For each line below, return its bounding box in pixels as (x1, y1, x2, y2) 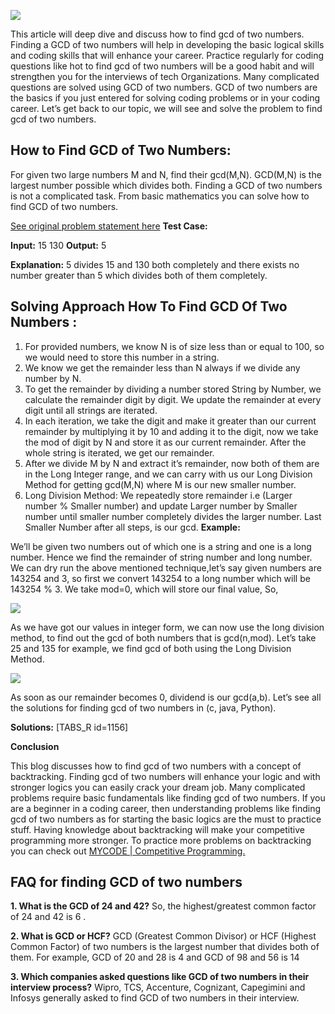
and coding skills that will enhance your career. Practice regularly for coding (10, 50, 325, 61)
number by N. (24, 372, 82, 384)
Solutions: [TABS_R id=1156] (10, 721, 129, 733)
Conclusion (10, 740, 60, 752)
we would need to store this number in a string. (24, 351, 220, 363)
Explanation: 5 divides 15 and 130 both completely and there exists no (10, 258, 300, 270)
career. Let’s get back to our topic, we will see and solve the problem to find (10, 103, 323, 114)
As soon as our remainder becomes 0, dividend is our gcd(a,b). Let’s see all (10, 691, 322, 703)
